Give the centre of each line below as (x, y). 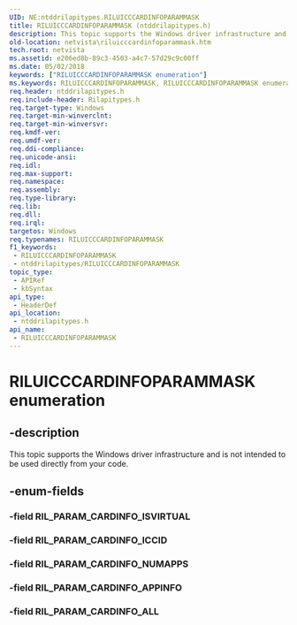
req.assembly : (35, 190)
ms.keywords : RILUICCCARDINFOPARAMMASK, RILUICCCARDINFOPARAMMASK (134, 83)
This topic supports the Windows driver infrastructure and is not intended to (148, 454)
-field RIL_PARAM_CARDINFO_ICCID (88, 540)
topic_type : (31, 272)
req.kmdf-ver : (35, 133)
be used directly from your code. (69, 463)
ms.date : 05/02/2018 (47, 67)
